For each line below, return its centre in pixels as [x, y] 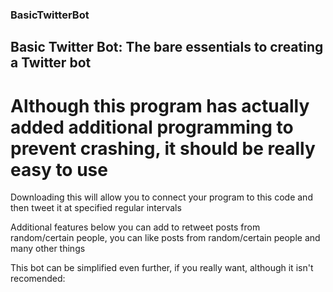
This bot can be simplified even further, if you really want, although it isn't [162, 268]
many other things [48, 249]
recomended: [38, 279]
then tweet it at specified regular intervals [96, 208]
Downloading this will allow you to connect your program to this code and [161, 197]
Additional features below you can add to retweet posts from [135, 227]
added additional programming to [152, 127]
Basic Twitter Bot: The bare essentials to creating [167, 47]
